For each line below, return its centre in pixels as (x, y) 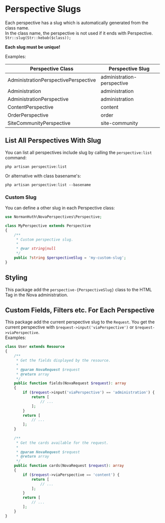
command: (16, 157)
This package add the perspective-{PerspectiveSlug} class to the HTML (79, 289)
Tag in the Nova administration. (37, 295)
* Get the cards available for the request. (62, 443)
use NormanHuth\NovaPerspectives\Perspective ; (54, 217)
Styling (16, 278)
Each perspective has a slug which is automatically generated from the (77, 23)
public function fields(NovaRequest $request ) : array (70, 383)
